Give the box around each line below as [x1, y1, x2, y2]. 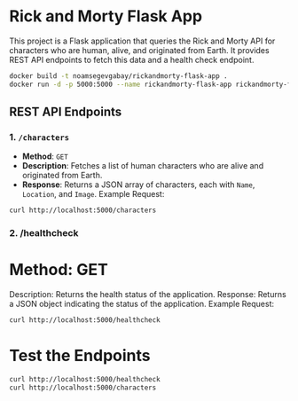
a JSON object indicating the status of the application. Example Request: [9, 299, 275, 310]
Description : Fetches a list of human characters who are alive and [21, 161, 264, 171]
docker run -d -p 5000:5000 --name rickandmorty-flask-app [9, 80, 232, 89]
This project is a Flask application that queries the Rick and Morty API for [9, 35, 276, 46]
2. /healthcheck [9, 227, 79, 240]
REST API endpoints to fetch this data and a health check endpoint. [9, 54, 255, 65]
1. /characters [9, 131, 69, 143]
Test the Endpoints [9, 346, 151, 366]
